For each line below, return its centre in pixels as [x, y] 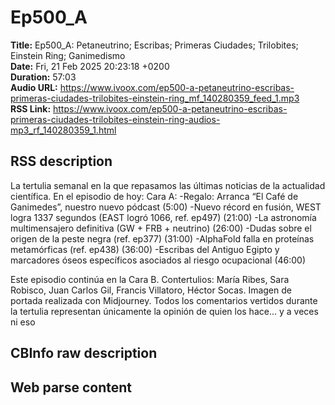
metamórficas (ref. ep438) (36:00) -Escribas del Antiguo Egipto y [145, 249]
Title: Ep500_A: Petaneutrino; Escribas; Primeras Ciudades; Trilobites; [154, 45]
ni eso [23, 322]
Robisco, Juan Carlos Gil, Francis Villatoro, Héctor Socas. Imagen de [151, 290]
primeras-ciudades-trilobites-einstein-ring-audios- [115, 119]
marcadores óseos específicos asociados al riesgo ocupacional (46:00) [158, 260]
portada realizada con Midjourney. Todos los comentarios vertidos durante [164, 300]
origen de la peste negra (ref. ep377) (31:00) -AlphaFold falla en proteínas [162, 238]
